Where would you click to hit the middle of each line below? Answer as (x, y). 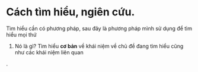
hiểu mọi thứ (21, 34)
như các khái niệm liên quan (49, 52)
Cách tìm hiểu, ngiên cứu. (71, 12)
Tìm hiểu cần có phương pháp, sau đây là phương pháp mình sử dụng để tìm (99, 28)
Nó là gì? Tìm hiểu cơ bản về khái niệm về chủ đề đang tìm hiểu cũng (99, 46)
